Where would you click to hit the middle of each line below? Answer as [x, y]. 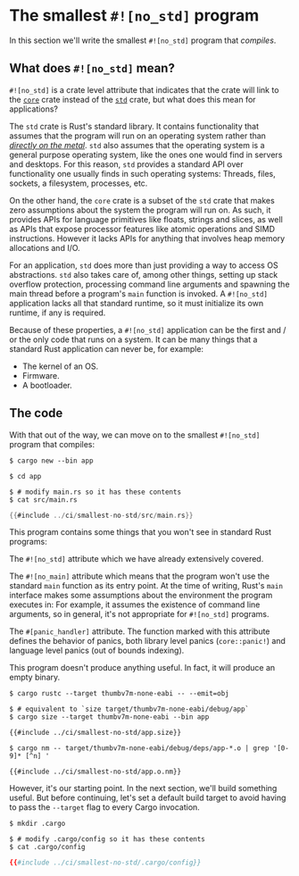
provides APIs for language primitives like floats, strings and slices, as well [146, 219]
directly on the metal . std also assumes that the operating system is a [137, 145]
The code [36, 413]
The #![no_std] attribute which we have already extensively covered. [137, 559]
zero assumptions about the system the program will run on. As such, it [140, 210]
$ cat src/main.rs [43, 500]
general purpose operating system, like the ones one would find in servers [146, 154]
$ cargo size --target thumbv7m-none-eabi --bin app [109, 717]
